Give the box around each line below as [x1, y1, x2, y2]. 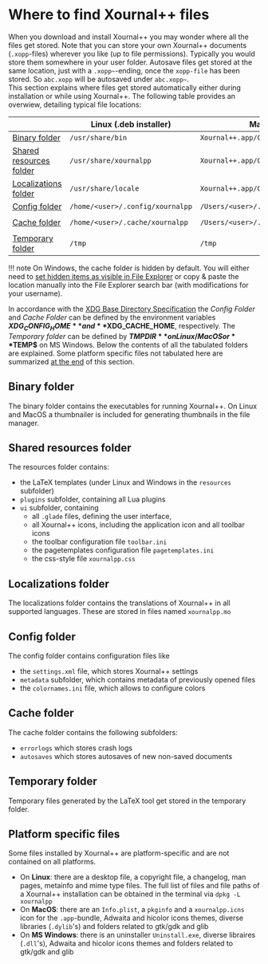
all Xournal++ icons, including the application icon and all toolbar [31, 520, 245, 529]
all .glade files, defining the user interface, [31, 512, 172, 521]
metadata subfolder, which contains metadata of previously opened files [19, 675, 256, 684]
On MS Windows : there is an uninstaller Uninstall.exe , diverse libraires [19, 931, 256, 940]
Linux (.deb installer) [90, 118, 171, 129]
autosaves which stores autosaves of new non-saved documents [19, 751, 233, 761]
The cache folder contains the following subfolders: [8, 727, 178, 737]
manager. [8, 418, 40, 427]
